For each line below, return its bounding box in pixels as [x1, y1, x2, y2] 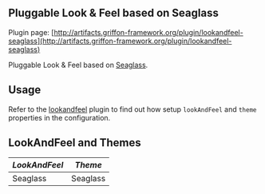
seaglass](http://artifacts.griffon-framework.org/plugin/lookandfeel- [8, 36, 232, 46]
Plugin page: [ [8, 27, 54, 37]
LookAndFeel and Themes [8, 136, 141, 150]
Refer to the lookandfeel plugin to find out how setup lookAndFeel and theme [8, 104, 257, 114]
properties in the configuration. [8, 113, 111, 122]
